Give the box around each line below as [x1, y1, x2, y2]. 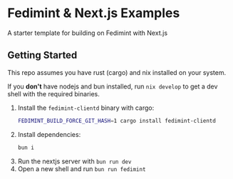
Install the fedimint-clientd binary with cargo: [17, 103, 155, 112]
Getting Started [7, 49, 78, 61]
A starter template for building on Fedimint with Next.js [7, 29, 168, 37]
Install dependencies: [17, 130, 81, 138]
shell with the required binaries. [7, 89, 100, 98]
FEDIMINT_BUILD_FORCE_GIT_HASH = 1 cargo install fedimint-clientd [17, 117, 216, 124]
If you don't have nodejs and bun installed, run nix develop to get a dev [7, 82, 218, 91]
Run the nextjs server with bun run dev [17, 157, 132, 165]
